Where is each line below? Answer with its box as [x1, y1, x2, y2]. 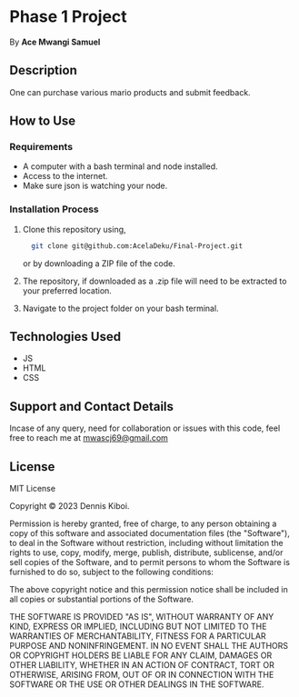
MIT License [9, 483, 56, 494]
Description [9, 63, 77, 78]
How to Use [9, 114, 76, 129]
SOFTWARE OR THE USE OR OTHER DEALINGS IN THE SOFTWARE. [9, 679, 264, 690]
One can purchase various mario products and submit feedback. [9, 86, 252, 97]
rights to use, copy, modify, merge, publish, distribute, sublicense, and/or [9, 547, 284, 558]
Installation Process [9, 203, 99, 215]
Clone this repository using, [22, 224, 126, 234]
